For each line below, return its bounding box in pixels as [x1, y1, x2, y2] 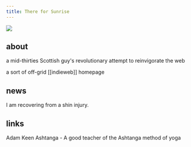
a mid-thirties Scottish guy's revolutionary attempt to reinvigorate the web [6, 57, 185, 64]
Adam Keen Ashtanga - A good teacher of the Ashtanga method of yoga [6, 134, 181, 142]
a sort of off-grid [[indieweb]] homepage [6, 68, 105, 76]
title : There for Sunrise [6, 8, 69, 15]
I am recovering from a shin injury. [6, 102, 89, 109]
